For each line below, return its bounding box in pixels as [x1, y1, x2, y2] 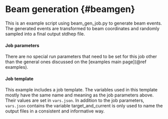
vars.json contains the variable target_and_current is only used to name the [5, 103, 163, 109]
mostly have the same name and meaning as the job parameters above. [5, 92, 154, 98]
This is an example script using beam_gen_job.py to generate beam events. [5, 20, 162, 26]
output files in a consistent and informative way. [5, 108, 105, 114]
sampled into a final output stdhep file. [5, 31, 85, 37]
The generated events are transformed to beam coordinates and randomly [5, 25, 160, 31]
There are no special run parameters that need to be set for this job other [5, 54, 157, 60]
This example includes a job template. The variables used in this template [5, 87, 158, 93]
